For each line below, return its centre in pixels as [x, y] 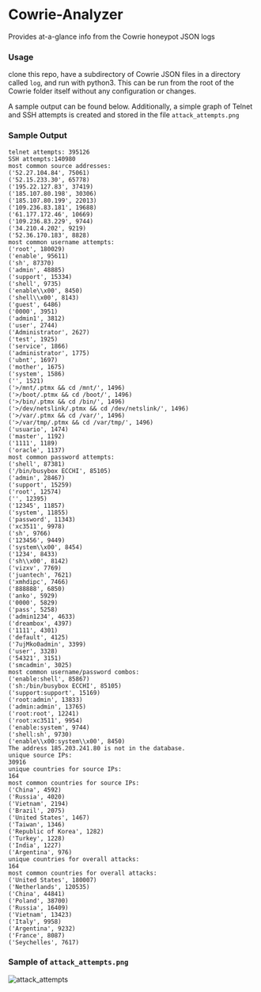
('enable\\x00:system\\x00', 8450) [67, 741]
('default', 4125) [38, 637]
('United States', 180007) [53, 880]
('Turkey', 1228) [37, 838]
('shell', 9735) [35, 284]
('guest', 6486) [35, 304]
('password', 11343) [42, 519]
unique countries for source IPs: [65, 769]
